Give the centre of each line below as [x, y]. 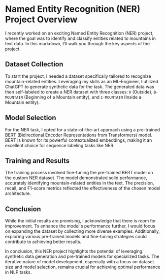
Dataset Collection [34, 64]
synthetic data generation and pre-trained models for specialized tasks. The [82, 256]
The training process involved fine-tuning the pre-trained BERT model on [79, 173]
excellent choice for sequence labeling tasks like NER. [60, 145]
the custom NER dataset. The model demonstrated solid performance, [76, 178]
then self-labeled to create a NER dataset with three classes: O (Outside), [79, 92]
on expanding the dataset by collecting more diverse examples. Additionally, [82, 231]
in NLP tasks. [18, 272]
